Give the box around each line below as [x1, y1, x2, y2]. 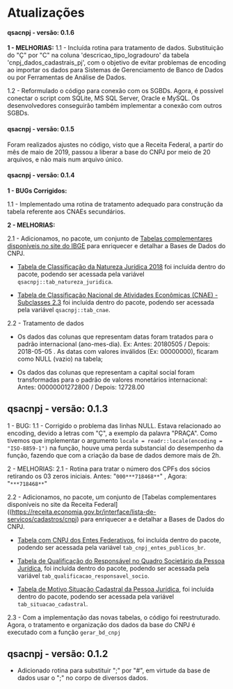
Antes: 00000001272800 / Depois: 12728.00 [17, 382, 145, 391]
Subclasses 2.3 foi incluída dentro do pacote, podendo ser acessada [17, 298, 214, 307]
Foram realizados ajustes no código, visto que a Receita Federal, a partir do [7, 140, 224, 149]
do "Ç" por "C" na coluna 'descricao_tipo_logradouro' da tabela [7, 51, 190, 60]
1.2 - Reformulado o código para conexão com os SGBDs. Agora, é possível [7, 87, 224, 95]
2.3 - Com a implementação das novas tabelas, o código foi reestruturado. [7, 613, 221, 622]
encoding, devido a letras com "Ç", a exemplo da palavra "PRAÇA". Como [7, 429, 218, 437]
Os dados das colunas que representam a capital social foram [17, 368, 195, 376]
